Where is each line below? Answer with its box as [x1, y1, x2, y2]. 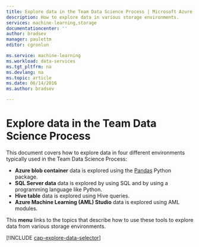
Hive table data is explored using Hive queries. [14, 192, 129, 199]
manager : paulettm [6, 36, 52, 42]
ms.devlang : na [6, 69, 44, 75]
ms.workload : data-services [6, 58, 76, 64]
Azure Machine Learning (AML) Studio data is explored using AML [14, 198, 180, 205]
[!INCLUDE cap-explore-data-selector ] [6, 234, 101, 241]
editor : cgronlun [6, 42, 49, 48]
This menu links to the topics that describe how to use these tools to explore [6, 216, 194, 223]
